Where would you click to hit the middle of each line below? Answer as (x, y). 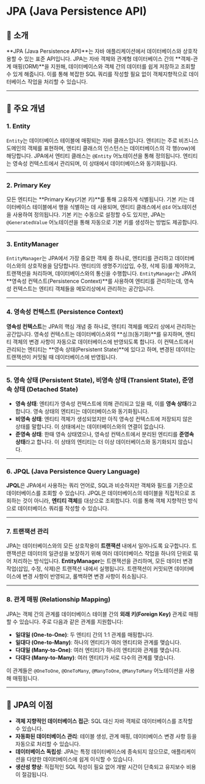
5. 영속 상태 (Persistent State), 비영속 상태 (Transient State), (94, 380)
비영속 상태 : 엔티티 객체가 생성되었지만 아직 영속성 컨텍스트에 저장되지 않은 (104, 419)
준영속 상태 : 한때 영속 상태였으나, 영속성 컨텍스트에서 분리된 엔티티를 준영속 (104, 434)
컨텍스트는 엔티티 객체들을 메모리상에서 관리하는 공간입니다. (84, 289)
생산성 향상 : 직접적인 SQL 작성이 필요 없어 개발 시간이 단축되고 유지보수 (100, 767)
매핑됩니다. (26, 678)
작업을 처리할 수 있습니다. (57, 82)
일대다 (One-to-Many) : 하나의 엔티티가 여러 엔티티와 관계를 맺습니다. (98, 642)
